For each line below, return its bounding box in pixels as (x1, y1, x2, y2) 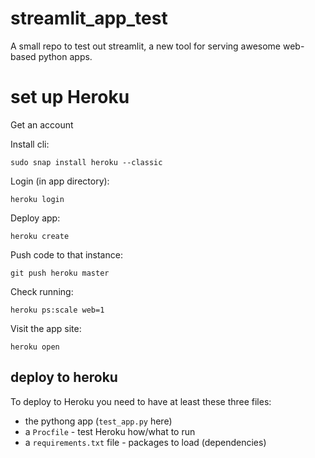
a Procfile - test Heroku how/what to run (24, 425, 196, 437)
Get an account (10, 118, 74, 131)
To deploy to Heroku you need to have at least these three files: (10, 395, 272, 407)
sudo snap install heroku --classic (10, 157, 163, 167)
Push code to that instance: (10, 248, 123, 261)
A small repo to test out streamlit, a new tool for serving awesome (10, 40, 282, 52)
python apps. (38, 50, 93, 62)
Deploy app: (10, 212, 61, 224)
